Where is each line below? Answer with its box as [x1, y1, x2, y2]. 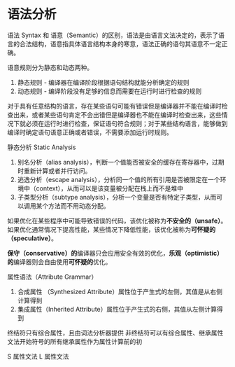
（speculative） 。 [7, 234, 58, 242]
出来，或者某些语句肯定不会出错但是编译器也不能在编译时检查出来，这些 [13, 110, 222, 119]
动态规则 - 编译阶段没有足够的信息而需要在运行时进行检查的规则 [17, 87, 202, 95]
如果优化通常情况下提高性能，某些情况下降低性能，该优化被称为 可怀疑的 [7, 225, 215, 233]
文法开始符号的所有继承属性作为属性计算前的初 [7, 337, 142, 345]
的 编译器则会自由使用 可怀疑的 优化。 [7, 257, 112, 266]
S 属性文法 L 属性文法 [7, 352, 69, 361]
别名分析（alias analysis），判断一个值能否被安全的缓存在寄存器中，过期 [17, 158, 225, 166]
